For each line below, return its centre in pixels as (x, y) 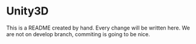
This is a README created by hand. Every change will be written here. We (98, 28)
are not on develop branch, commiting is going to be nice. (78, 34)
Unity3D (28, 11)
